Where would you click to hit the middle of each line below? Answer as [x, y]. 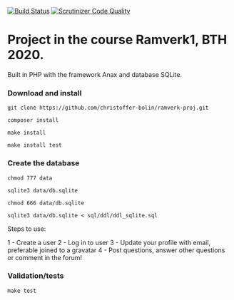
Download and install [45, 93]
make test [22, 291]
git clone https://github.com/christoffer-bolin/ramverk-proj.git [108, 108]
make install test [35, 145]
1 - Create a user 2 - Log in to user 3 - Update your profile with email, [109, 242]
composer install [33, 120]
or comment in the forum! [45, 257]
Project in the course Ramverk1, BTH [117, 40]
